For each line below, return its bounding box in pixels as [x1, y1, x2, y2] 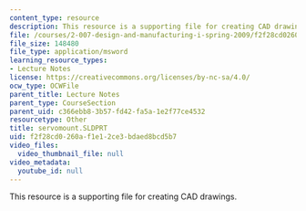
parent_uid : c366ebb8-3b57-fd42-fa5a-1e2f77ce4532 [9, 107, 206, 116]
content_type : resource [9, 13, 100, 23]
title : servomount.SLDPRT [9, 124, 107, 133]
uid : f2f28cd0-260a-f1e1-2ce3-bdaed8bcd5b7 [9, 132, 178, 142]
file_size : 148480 [9, 38, 79, 48]
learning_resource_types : [9, 56, 107, 65]
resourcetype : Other [9, 115, 88, 124]
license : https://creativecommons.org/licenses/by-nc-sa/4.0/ [9, 73, 250, 82]
